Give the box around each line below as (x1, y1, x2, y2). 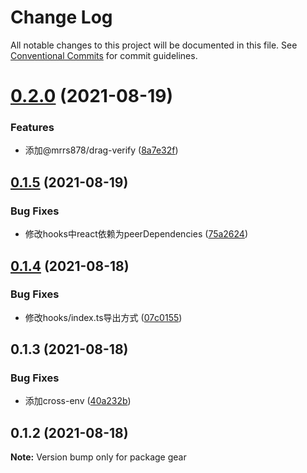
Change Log (10, 6, 113, 29)
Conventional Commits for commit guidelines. (10, 49, 198, 61)
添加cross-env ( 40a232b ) (24, 395, 132, 407)
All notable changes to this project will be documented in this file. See (10, 39, 298, 51)
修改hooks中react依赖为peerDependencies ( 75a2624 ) (24, 228, 249, 240)
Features (10, 121, 55, 135)
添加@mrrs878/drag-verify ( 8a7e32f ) (24, 144, 179, 156)
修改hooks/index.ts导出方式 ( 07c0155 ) (24, 311, 183, 323)
